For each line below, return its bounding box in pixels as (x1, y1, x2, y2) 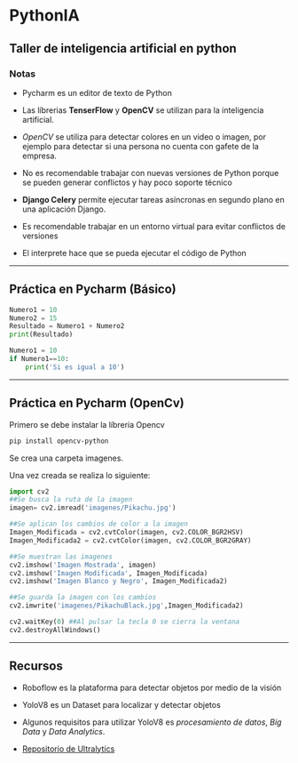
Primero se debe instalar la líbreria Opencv (9, 419, 166, 430)
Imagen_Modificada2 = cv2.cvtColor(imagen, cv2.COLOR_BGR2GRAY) (9, 535, 252, 545)
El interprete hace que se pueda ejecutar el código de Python (21, 247, 247, 258)
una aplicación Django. (21, 204, 106, 214)
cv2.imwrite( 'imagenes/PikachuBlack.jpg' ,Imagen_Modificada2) (9, 601, 244, 610)
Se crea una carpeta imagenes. (9, 453, 124, 463)
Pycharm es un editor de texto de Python (21, 87, 173, 98)
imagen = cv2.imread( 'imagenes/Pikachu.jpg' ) (9, 503, 176, 512)
